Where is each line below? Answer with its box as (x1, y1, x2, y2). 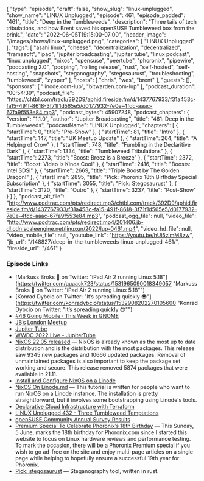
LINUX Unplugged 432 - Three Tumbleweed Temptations (15, 409, 159, 416)
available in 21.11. (15, 371, 58, 378)
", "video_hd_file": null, (135, 225, 192, 232)
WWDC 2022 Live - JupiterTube (15, 332, 96, 339)
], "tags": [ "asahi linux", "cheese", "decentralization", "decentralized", (6, 44, 181, 51)
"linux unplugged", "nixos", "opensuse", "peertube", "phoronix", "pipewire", (6, 57, 195, 64)
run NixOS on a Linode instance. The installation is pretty (15, 390, 158, 398)
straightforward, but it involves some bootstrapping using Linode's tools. (15, 396, 197, 404)
